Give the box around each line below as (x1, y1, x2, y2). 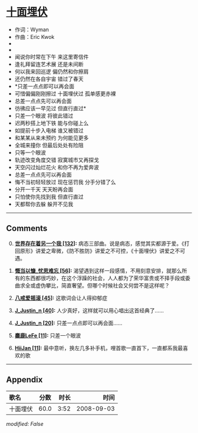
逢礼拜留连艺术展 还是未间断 (14, 60, 84, 68)
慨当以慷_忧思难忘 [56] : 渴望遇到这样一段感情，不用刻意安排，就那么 (14, 267, 182, 274)
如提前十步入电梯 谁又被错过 (14, 127, 84, 134)
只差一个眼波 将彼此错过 (14, 112, 74, 119)
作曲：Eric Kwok (14, 33, 55, 40)
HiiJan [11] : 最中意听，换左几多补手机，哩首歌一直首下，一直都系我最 (14, 344, 183, 351)
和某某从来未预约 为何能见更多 (14, 134, 89, 141)
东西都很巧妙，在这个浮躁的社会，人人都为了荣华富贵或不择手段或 (25, 275, 186, 282)
